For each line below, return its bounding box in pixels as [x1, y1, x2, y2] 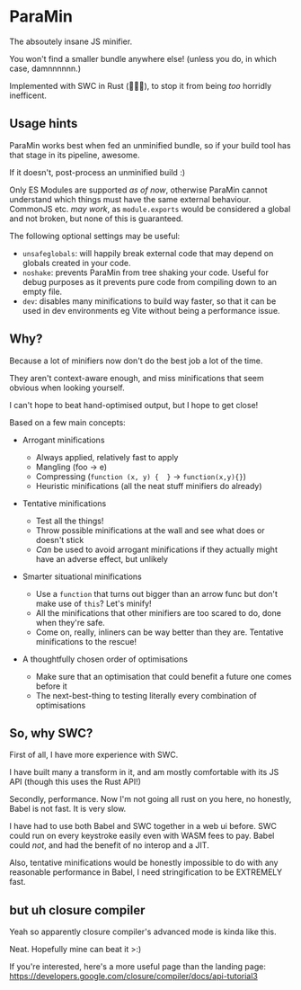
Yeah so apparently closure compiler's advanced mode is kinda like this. [9, 926, 277, 937]
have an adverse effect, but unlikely [35, 553, 169, 564]
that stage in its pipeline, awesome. [9, 149, 140, 160]
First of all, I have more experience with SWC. [9, 749, 179, 761]
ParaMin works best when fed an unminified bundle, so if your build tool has [9, 139, 291, 150]
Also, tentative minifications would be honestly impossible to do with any [9, 857, 279, 869]
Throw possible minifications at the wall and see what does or [35, 524, 265, 536]
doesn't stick [35, 534, 84, 545]
